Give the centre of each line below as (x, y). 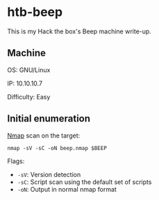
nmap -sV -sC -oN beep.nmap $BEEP (57, 148)
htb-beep (35, 12)
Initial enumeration (49, 119)
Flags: (16, 161)
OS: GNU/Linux (29, 69)
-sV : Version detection (49, 174)
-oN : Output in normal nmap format (67, 189)
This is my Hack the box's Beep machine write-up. (79, 31)
